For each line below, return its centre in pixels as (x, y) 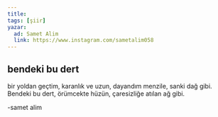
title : (17, 14)
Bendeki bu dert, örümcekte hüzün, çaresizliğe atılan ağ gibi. (96, 94)
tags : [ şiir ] (27, 21)
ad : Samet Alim (36, 34)
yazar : (17, 27)
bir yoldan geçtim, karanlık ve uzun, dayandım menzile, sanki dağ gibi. (110, 86)
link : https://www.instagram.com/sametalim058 (84, 40)
